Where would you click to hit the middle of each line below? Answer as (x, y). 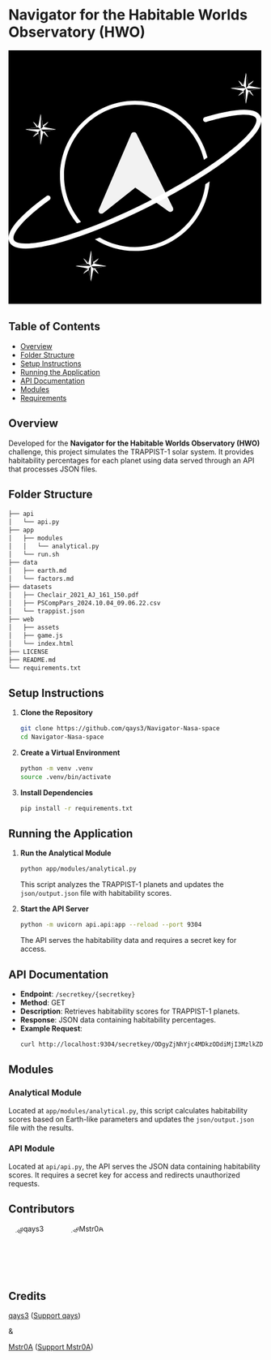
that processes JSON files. (53, 469)
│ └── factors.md (41, 579)
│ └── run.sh (34, 555)
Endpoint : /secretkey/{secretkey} (78, 994)
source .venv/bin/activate (66, 777)
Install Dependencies (56, 792)
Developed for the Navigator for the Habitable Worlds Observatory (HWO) (134, 443)
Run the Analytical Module (66, 853)
